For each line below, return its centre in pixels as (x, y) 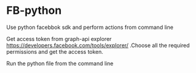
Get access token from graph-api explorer (59, 39)
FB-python (34, 11)
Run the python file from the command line (60, 63)
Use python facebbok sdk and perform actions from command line (90, 27)
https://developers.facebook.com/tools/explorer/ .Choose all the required (98, 45)
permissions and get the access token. (55, 51)
